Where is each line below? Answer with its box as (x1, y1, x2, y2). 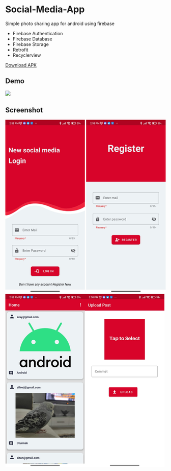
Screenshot (5, 106, 43, 114)
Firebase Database (12, 36, 52, 42)
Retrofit (12, 46, 28, 53)
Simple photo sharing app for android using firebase (5, 20, 115, 27)
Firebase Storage (12, 41, 49, 47)
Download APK (5, 62, 37, 68)
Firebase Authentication (12, 30, 63, 36)
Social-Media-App (5, 4, 85, 15)
